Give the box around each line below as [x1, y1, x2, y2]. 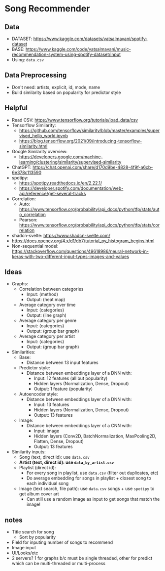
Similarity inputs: [11, 449, 46, 455]
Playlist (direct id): [19, 465, 56, 471]
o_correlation [19, 211, 46, 218]
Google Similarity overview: [11, 148, 67, 154]
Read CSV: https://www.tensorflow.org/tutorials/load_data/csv [11, 117, 138, 123]
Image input [11, 545, 36, 551]
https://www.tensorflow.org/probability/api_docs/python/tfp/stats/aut [19, 206, 160, 212]
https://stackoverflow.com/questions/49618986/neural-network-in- [11, 248, 149, 254]
